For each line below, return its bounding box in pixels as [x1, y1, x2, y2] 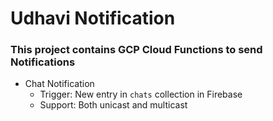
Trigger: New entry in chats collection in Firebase [39, 88, 243, 101]
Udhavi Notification [10, 7, 176, 30]
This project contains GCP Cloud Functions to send [10, 43, 263, 57]
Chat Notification [24, 78, 95, 90]
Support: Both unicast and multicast [39, 99, 188, 111]
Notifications [10, 55, 76, 69]
